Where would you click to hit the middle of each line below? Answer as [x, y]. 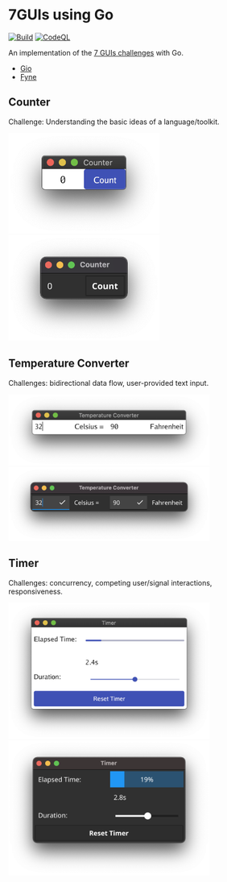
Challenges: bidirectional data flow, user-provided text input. [109, 383]
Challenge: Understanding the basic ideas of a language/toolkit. [114, 122]
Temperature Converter [69, 364]
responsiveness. [35, 591]
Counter [29, 102]
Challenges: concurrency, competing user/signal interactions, [110, 582]
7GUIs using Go [61, 15]
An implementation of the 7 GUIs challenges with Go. [96, 52]
